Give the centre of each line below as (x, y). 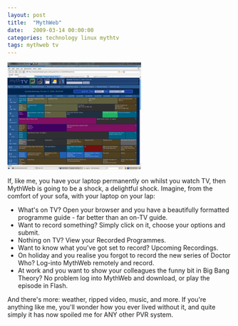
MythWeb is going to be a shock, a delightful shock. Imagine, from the (110, 188)
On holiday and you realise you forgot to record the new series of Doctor (124, 255)
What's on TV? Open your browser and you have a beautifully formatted (123, 210)
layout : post (27, 15)
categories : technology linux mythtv (63, 38)
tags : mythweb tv (33, 45)
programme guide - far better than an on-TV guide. (93, 218)
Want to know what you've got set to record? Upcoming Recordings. (118, 248)
